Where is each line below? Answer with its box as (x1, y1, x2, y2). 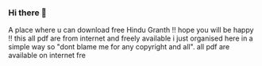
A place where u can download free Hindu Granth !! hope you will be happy (8, 25, 254, 35)
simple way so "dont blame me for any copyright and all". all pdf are (8, 42, 230, 52)
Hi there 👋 (8, 7, 48, 18)
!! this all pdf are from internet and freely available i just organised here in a (8, 33, 253, 43)
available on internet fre (8, 51, 86, 60)
